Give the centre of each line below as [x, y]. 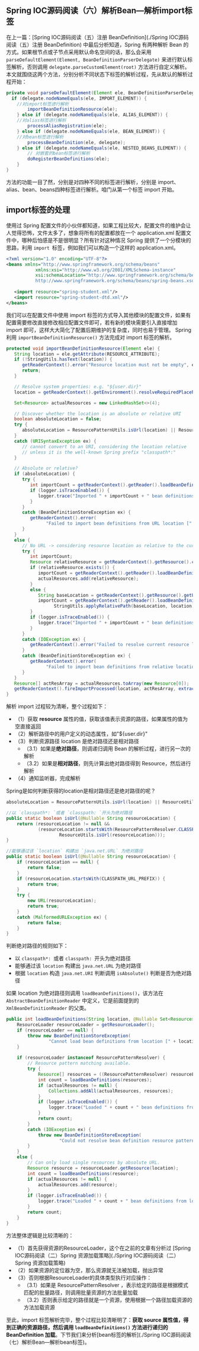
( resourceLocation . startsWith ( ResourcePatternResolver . [108, 829]
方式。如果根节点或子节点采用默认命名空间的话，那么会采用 [79, 52]
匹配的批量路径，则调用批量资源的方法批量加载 [81, 1292]
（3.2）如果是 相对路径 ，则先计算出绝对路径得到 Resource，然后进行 [107, 764]
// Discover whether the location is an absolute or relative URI [98, 414]
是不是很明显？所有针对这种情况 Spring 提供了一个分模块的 [119, 240]
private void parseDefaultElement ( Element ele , [66, 93]
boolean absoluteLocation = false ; [58, 419]
